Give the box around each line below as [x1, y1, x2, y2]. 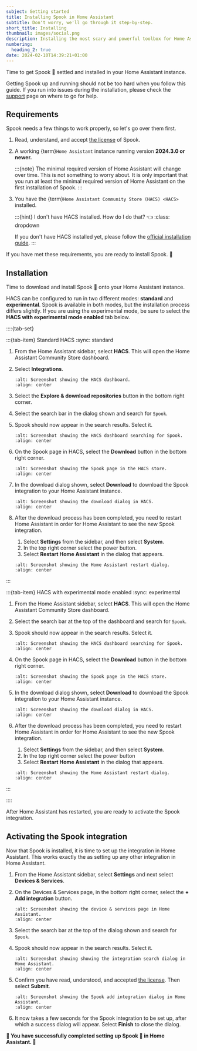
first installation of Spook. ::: [14, 184, 83, 191]
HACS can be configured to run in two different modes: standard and [6, 295, 174, 302]
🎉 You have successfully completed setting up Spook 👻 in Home [6, 1032, 165, 1039]
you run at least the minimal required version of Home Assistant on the [14, 178, 185, 185]
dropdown [14, 222, 40, 229]
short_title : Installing [6, 25, 67, 31]
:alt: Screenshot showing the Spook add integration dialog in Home [14, 994, 186, 1000]
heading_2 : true [11, 47, 51, 53]
